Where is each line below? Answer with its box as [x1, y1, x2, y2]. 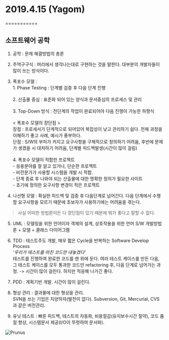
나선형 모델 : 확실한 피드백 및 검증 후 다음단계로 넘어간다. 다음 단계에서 [12, 192, 152, 199]
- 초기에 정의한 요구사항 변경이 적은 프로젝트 [12, 182, 100, 188]
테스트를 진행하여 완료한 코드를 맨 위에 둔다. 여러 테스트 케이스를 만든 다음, [12, 255, 160, 261]
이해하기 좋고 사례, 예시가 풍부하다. [12, 132, 82, 138]
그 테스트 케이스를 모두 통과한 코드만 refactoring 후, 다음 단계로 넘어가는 [12, 262, 156, 268]
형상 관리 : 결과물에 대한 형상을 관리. [12, 289, 85, 296]
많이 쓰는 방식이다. [12, 67, 50, 74]
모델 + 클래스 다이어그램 [22, 226, 70, 233]
